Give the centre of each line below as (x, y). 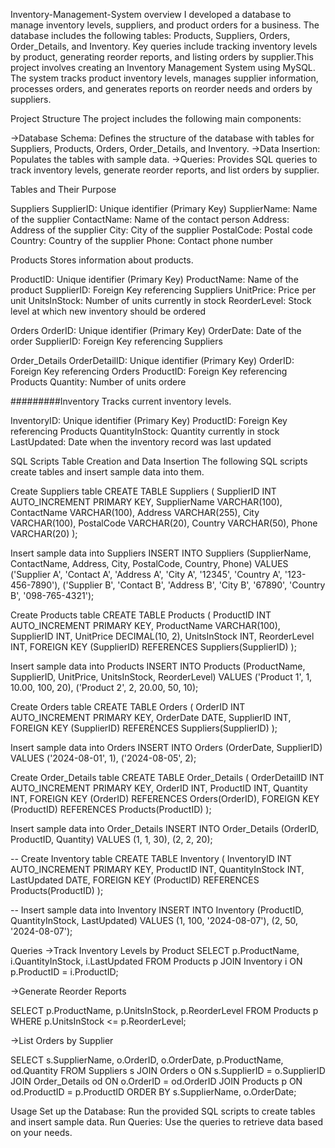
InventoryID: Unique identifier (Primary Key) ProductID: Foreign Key (149, 420)
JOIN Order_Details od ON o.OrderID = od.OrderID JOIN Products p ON (156, 1081)
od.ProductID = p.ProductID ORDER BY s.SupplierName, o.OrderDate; (153, 1092)
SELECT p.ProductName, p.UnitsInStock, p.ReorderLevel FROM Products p (164, 1010)
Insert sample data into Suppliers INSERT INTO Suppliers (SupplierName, (161, 553)
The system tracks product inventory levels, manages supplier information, (164, 78)
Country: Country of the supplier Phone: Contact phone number (141, 240)
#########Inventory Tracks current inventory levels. (121, 401)
